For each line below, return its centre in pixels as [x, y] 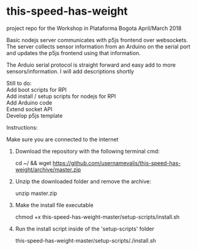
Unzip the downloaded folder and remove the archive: [83, 181]
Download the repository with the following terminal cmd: [87, 151]
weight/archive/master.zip [48, 169]
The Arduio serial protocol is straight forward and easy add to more [91, 65]
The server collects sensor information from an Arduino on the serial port [98, 46]
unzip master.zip [36, 193]
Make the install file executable [54, 205]
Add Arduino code [29, 103]
